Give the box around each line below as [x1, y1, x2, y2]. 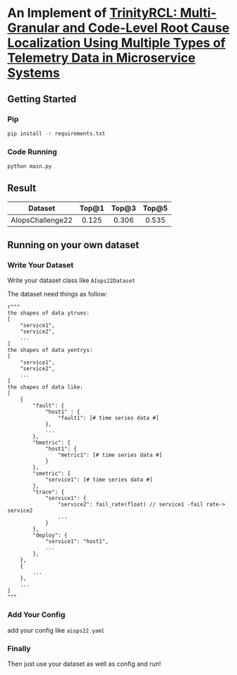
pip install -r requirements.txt [7, 130, 106, 137]
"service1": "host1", [44, 538, 109, 545]
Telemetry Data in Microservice [7, 50, 196, 66]
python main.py [7, 163, 52, 170]
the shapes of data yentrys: [7, 347, 93, 354]
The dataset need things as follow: [7, 290, 108, 298]
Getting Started [7, 93, 77, 105]
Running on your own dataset [7, 239, 140, 251]
